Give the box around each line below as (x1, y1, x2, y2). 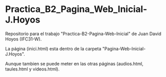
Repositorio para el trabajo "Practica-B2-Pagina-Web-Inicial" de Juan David (5, 30, 161, 36)
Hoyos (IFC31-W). (5, 36, 42, 42)
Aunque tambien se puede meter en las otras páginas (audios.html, (5, 60, 143, 66)
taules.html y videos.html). (5, 66, 60, 72)
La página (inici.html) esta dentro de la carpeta (5, 45, 101, 51)
